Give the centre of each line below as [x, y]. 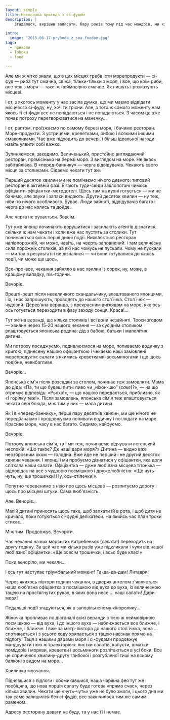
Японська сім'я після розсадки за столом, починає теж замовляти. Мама [85, 382]
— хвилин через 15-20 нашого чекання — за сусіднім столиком [74, 325]
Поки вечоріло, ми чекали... [35, 562]
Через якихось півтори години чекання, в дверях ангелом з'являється [81, 581]
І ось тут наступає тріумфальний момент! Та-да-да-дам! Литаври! [77, 572]
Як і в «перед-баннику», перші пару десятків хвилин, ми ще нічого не [80, 413]
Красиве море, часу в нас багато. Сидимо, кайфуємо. [64, 424]
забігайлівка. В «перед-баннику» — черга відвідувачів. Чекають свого [82, 165]
